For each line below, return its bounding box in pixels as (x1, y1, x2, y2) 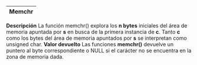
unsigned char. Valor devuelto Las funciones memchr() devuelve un (6, 41, 174, 47)
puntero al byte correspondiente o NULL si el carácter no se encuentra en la (6, 47, 192, 54)
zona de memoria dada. (6, 53, 64, 60)
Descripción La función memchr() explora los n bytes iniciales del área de (6, 22, 188, 29)
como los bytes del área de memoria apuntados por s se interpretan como (6, 35, 188, 42)
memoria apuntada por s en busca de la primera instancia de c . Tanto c (6, 29, 180, 35)
